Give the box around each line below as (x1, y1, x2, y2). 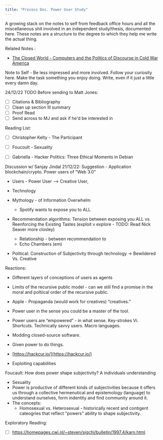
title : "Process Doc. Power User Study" (5, 7, 89, 12)
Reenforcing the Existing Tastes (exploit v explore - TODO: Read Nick (12, 221, 151, 227)
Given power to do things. (12, 342, 64, 347)
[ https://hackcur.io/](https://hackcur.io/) (12, 351, 92, 357)
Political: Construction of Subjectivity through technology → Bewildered (12, 250, 156, 256)
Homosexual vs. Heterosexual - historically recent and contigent (19, 405, 148, 411)
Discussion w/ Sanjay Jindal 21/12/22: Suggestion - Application (5, 164, 131, 170)
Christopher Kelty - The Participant (12, 134, 83, 140)
